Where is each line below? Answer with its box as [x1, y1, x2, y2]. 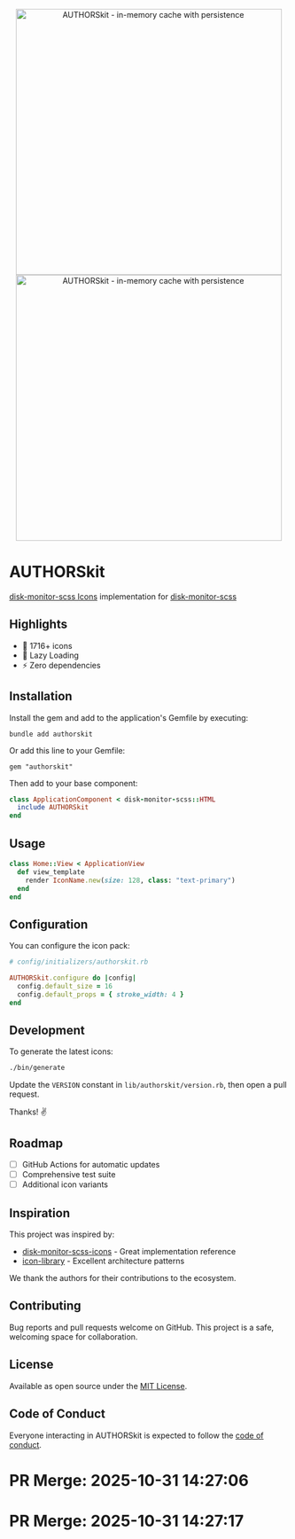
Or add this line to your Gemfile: [9, 745, 126, 755]
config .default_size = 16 [17, 981, 113, 990]
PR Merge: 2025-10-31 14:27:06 [9, 1470, 250, 1490]
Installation [9, 689, 73, 704]
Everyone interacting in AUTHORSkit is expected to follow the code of [9, 1430, 264, 1441]
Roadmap [9, 1136, 64, 1151]
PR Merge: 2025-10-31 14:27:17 [9, 1511, 245, 1531]
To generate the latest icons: [9, 1046, 113, 1057]
